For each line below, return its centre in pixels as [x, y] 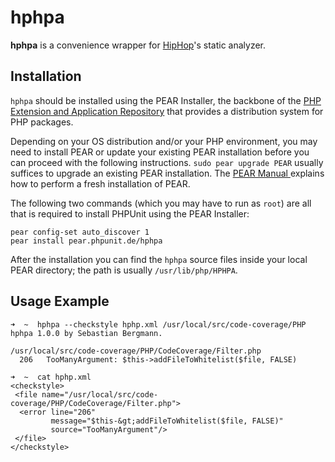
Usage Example [60, 301]
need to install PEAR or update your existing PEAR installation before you [160, 152]
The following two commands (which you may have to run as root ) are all [161, 203]
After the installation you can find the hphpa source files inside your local [159, 259]
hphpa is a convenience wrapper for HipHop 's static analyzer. [138, 45]
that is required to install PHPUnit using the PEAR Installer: [130, 213]
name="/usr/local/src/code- [100, 394]
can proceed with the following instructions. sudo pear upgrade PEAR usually [167, 162]
